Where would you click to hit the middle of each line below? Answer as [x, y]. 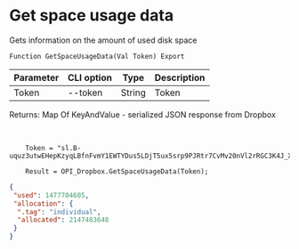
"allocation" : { [43, 204]
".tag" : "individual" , [59, 212]
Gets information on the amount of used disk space [103, 40]
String [133, 92]
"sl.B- [69, 148]
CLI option [90, 77]
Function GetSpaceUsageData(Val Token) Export [97, 56]
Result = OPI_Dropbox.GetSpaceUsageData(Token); [117, 171]
